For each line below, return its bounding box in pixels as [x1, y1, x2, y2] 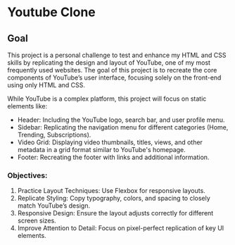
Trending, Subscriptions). [17, 131, 91, 139]
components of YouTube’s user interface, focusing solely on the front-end [7, 73, 222, 82]
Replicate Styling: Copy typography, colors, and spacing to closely [17, 194, 211, 203]
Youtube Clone [7, 4, 96, 20]
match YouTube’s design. [17, 201, 90, 210]
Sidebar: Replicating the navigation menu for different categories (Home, [17, 123, 229, 131]
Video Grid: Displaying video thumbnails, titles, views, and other [17, 138, 203, 146]
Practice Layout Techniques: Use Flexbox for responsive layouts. [17, 187, 205, 195]
